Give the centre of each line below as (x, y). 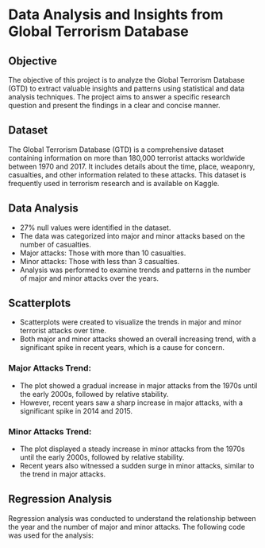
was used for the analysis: (51, 535)
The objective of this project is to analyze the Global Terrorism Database (127, 80)
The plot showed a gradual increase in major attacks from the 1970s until (138, 385)
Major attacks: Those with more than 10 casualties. (103, 253)
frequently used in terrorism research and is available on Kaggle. (114, 183)
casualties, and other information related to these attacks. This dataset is (127, 175)
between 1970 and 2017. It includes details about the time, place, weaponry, (132, 166)
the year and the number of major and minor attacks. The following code (127, 527)
